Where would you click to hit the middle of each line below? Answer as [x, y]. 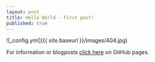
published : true [27, 23]
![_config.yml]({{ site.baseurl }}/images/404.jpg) [67, 41]
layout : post [23, 12]
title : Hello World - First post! [50, 18]
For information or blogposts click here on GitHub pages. [78, 52]
